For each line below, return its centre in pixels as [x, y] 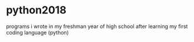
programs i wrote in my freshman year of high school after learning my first [97, 26]
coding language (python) [38, 32]
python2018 [36, 10]
